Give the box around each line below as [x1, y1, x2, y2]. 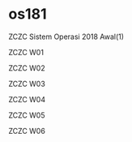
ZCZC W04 [8, 94, 46, 104]
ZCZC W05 [8, 110, 45, 120]
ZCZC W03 [8, 79, 46, 88]
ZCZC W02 [8, 62, 46, 73]
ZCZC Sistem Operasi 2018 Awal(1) [8, 32, 124, 41]
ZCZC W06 [8, 126, 46, 136]
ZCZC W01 [8, 47, 45, 57]
